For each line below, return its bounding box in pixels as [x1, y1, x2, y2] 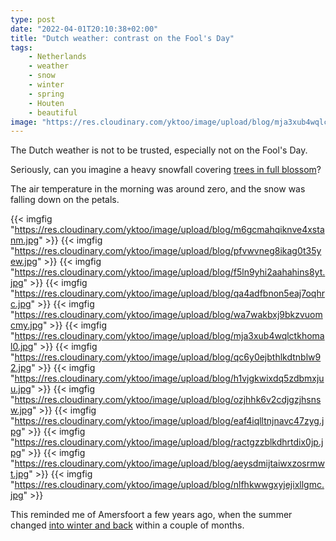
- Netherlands [28, 52, 87, 62]
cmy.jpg [10, 319, 43, 331]
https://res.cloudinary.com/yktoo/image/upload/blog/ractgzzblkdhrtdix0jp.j [14, 436, 324, 448]
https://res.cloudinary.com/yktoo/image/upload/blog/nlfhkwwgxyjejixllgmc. [14, 479, 325, 491]
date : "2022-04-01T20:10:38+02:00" [10, 24, 159, 34]
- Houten [28, 98, 65, 108]
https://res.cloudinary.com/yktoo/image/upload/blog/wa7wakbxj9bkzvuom [14, 309, 323, 321]
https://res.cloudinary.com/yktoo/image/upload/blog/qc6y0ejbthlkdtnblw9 [14, 351, 322, 363]
